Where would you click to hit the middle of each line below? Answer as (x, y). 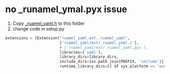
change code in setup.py (38, 28)
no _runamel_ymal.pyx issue (66, 9)
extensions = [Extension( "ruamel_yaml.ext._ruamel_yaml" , (68, 38)
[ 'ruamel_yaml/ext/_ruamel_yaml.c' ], (99, 43)
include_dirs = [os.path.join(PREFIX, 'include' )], (113, 62)
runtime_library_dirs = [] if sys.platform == (107, 66)
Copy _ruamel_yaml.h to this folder (49, 23)
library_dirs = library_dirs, (89, 57)
